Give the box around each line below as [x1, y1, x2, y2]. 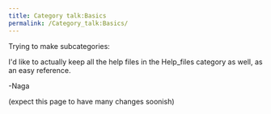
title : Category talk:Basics [8, 11, 107, 20]
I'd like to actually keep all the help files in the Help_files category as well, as [8, 57, 263, 67]
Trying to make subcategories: [8, 41, 111, 51]
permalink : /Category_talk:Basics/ [8, 19, 129, 27]
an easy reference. [8, 65, 71, 75]
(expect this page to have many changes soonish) [8, 96, 176, 106]
